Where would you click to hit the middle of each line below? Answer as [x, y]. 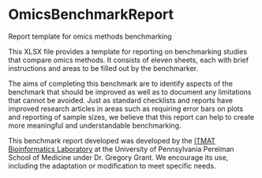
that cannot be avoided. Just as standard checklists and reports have [121, 100]
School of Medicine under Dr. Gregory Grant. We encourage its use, [118, 157]
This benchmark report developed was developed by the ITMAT [112, 140]
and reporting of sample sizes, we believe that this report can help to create [131, 117]
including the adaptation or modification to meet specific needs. [112, 165]
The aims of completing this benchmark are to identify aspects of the [120, 83]
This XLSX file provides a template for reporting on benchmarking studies [127, 51]
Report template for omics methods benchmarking [90, 36]
